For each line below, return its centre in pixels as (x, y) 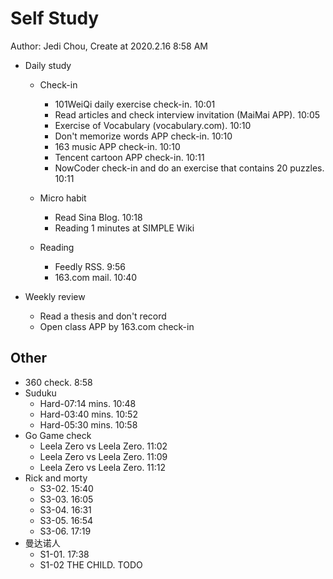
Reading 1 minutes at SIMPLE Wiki (124, 228)
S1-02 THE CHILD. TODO (91, 564)
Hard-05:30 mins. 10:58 (88, 424)
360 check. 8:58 (58, 382)
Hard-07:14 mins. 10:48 (88, 403)
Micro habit (63, 198)
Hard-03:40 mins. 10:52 (88, 414)
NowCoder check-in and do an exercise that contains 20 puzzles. (189, 168)
